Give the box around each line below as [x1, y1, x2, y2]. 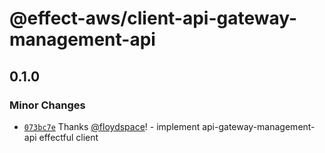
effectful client [38, 131, 99, 143]
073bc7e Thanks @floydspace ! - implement [23, 120, 201, 132]
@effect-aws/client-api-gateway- [9, 7, 298, 30]
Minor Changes [9, 98, 86, 112]
